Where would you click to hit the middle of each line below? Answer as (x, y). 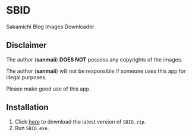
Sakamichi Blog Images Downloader (50, 27)
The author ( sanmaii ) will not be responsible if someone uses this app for (96, 71)
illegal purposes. (26, 77)
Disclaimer (26, 45)
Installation (27, 107)
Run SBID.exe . (32, 128)
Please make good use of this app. (48, 89)
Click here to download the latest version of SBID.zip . (80, 121)
